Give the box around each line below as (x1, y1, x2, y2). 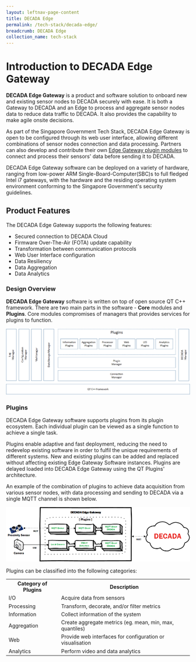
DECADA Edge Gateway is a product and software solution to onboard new (6, 92, 187, 99)
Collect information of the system (61, 611, 141, 618)
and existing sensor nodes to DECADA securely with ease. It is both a (6, 98, 173, 105)
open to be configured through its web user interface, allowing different (6, 135, 178, 142)
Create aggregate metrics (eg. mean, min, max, (61, 619, 174, 626)
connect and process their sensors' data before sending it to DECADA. (6, 153, 176, 160)
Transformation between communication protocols (14, 245, 136, 252)
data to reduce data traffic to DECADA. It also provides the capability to (6, 111, 177, 118)
